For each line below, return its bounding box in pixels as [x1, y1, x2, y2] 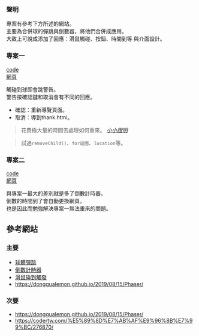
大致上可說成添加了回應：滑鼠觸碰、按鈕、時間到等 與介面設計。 [6, 35, 165, 43]
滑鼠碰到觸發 [14, 273, 47, 281]
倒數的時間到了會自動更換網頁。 [6, 197, 85, 204]
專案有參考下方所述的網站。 [6, 20, 75, 28]
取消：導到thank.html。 [14, 113, 73, 121]
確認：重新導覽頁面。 [14, 106, 68, 113]
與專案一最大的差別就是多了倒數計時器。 [6, 190, 106, 197]
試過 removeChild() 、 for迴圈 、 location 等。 [20, 139, 126, 146]
